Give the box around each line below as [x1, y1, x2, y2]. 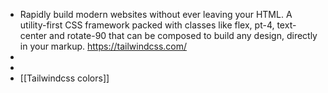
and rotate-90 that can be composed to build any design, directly [49, 30, 318, 41]
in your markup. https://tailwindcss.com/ [19, 40, 188, 52]
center [19, 30, 48, 41]
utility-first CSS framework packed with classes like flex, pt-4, [19, 19, 275, 31]
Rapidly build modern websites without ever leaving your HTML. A [19, 9, 293, 20]
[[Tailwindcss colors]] [19, 72, 110, 84]
